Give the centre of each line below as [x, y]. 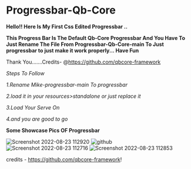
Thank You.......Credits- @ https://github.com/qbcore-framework [83, 62]
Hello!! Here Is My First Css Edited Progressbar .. [67, 26]
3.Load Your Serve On [33, 107]
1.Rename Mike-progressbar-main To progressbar [67, 84]
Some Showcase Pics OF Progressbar [53, 130]
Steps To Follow [26, 73]
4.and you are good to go [37, 119]
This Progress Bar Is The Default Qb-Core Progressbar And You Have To [95, 38]
